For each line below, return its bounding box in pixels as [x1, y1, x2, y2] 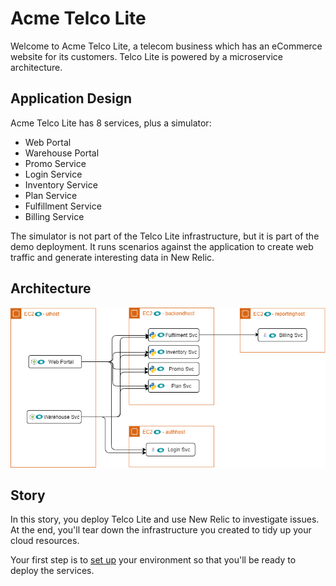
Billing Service [24, 210, 85, 222]
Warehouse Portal [24, 147, 100, 159]
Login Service [24, 168, 83, 180]
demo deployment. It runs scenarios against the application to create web [10, 240, 314, 252]
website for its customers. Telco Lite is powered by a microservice [10, 50, 283, 62]
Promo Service [24, 157, 87, 169]
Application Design [10, 90, 133, 107]
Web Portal [24, 136, 72, 148]
